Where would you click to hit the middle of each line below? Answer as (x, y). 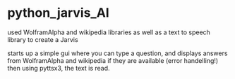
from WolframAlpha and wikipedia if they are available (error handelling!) (113, 60)
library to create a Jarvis (43, 39)
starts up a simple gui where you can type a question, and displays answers (117, 53)
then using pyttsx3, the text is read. (59, 68)
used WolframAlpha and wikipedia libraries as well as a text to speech (109, 32)
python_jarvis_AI (58, 13)
